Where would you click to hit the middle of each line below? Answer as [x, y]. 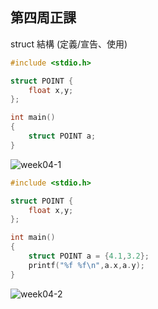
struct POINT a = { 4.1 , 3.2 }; [89, 256]
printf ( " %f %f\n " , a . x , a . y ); [86, 265]
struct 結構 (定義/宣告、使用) [69, 44]
